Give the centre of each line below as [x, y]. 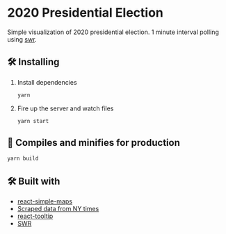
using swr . [22, 39]
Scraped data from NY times [58, 209]
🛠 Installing [33, 62]
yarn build [23, 159]
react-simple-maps [45, 201]
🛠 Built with [34, 181]
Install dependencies [47, 82]
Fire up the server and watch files [65, 108]
